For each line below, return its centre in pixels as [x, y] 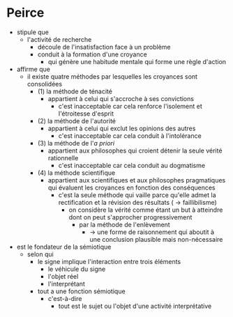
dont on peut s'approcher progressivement [130, 217]
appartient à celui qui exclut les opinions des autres [122, 128]
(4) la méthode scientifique [76, 173]
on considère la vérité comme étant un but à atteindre [146, 210]
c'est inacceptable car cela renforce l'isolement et [130, 106]
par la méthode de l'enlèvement [125, 224]
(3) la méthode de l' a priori [76, 143]
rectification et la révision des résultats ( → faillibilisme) [137, 202]
